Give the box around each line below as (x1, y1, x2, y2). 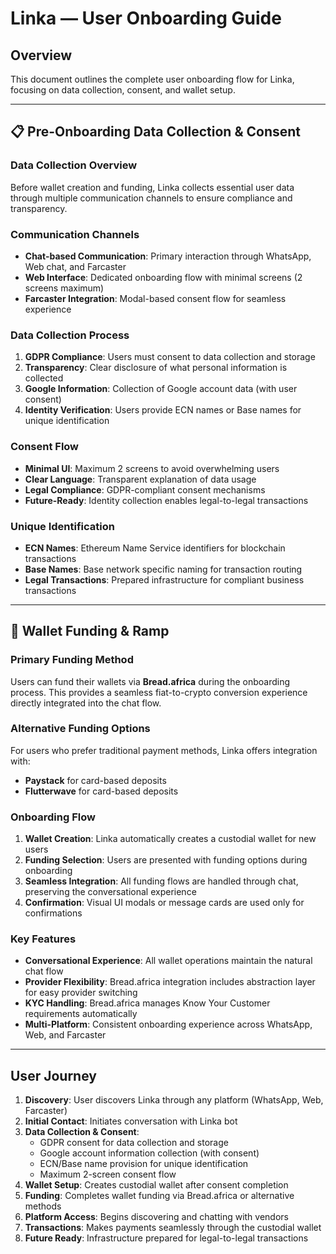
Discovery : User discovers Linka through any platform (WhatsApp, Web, (24, 1094, 324, 1106)
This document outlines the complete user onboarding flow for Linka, (10, 73, 295, 85)
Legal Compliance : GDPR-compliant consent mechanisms (24, 483, 266, 496)
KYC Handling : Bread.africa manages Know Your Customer (24, 997, 271, 1009)
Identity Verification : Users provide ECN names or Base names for (24, 404, 302, 416)
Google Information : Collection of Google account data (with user (24, 383, 298, 395)
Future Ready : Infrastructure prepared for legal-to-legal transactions (24, 1232, 309, 1244)
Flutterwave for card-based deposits (24, 785, 179, 797)
